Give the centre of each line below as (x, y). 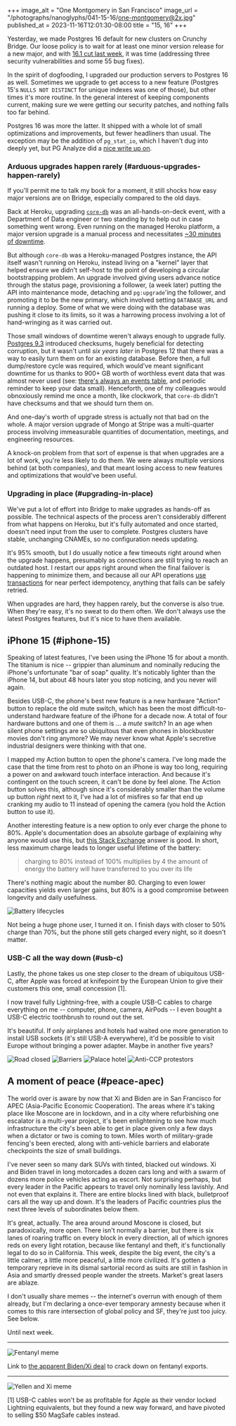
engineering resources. (41, 440)
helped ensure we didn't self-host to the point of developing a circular (109, 270)
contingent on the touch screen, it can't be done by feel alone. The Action (114, 782)
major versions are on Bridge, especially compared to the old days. (104, 198)
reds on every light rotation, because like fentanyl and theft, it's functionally (117, 1245)
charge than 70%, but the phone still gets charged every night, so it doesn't (117, 932)
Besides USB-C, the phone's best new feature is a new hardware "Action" (114, 701)
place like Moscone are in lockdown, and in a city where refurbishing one (113, 1113)
